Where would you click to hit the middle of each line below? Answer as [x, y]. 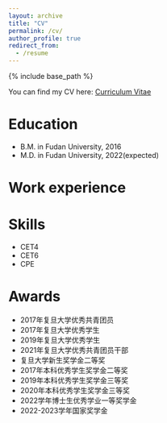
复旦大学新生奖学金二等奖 [63, 360]
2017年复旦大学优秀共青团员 [67, 320]
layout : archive [35, 16]
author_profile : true [45, 38]
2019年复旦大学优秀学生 [60, 340]
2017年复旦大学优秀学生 [60, 330]
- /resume [32, 53]
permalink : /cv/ [35, 31]
